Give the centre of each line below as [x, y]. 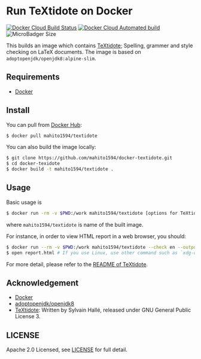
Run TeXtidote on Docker [69, 11]
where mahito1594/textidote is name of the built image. [75, 224]
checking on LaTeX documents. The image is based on [74, 51]
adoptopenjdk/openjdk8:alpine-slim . [51, 58]
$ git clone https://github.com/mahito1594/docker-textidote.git [89, 158]
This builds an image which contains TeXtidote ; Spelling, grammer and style [100, 45]
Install [18, 110]
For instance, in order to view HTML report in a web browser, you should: [96, 236]
